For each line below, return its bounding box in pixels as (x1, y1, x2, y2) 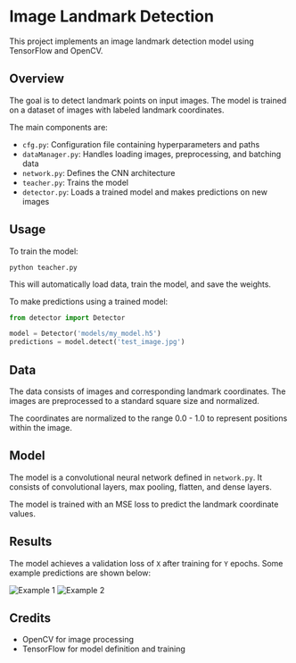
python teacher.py (9, 263, 78, 272)
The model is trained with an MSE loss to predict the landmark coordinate (9, 499, 279, 509)
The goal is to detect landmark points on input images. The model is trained (9, 95, 287, 105)
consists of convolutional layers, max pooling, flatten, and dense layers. (9, 481, 272, 492)
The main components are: (9, 122, 109, 132)
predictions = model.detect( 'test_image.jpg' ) (9, 338, 185, 347)
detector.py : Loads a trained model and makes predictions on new (21, 186, 267, 197)
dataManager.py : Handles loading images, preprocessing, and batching (21, 148, 282, 159)
